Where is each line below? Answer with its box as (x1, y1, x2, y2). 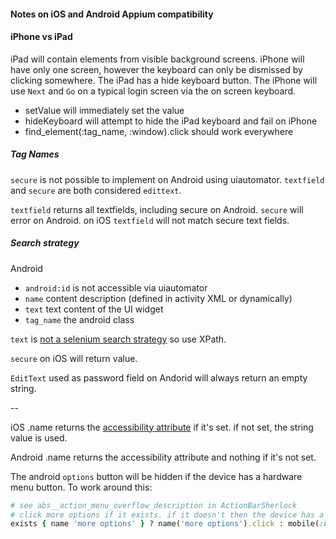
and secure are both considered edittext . (10, 184, 182, 196)
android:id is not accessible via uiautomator (24, 281, 208, 294)
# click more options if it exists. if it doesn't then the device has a (10, 510, 325, 520)
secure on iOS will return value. (10, 352, 138, 364)
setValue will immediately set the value (24, 104, 185, 116)
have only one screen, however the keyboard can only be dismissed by (10, 63, 303, 75)
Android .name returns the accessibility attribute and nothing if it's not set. (10, 451, 317, 463)
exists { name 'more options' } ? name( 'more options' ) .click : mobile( (10, 519, 320, 529)
